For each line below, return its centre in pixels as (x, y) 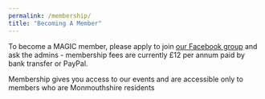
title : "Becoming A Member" (55, 23)
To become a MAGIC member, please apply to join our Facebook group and (133, 46)
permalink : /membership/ (50, 16)
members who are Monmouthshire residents (82, 87)
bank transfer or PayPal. (48, 63)
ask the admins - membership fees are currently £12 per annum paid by (126, 55)
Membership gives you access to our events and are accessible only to (126, 79)
